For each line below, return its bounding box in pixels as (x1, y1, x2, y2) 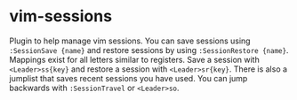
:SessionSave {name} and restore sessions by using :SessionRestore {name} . (9, 44, 289, 55)
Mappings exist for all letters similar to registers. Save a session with (9, 54, 260, 65)
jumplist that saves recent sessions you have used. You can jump (9, 73, 248, 83)
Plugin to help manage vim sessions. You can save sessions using (9, 35, 251, 46)
